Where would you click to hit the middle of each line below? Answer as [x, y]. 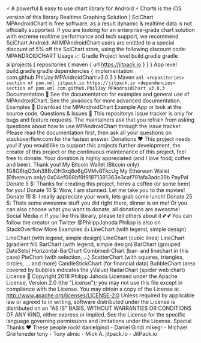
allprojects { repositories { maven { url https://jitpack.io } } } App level [91, 64]
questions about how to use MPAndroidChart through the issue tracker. [94, 126]
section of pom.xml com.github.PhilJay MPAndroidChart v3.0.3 [85, 88]
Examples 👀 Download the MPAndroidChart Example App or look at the [94, 107]
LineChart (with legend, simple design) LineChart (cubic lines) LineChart [95, 238]
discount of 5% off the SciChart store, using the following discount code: [97, 49]
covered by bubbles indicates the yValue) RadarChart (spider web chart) [96, 270]
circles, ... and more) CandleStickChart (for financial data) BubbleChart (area [101, 263]
